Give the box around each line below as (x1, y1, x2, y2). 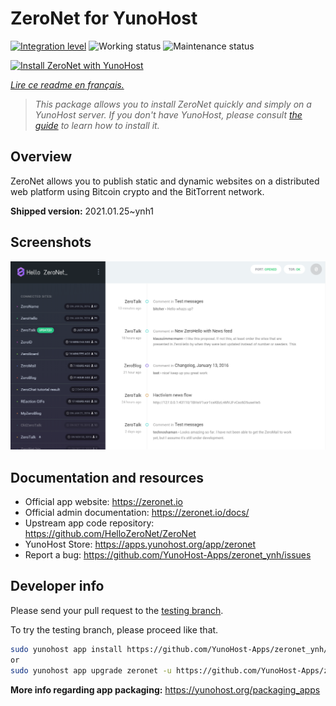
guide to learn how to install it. (34, 119, 160, 131)
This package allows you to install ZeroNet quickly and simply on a (34, 98, 312, 110)
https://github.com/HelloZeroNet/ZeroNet (24, 528, 197, 540)
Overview (10, 148, 73, 166)
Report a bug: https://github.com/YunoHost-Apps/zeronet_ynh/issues (24, 549, 312, 561)
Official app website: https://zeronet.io (24, 496, 184, 508)
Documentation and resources (10, 469, 204, 486)
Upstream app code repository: (24, 517, 155, 529)
